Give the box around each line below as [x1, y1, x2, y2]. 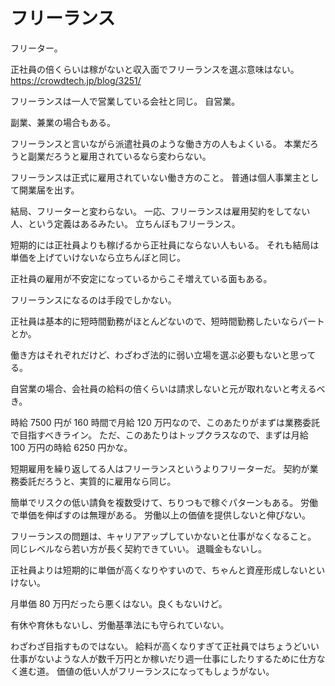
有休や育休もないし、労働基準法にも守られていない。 [10, 619, 230, 631]
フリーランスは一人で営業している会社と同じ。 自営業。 [10, 95, 241, 107]
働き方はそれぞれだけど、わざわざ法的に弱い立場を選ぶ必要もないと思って [10, 349, 317, 361]
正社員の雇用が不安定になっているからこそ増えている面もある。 [10, 272, 273, 284]
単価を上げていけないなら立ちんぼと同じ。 [10, 251, 186, 263]
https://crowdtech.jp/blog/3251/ [10, 74, 142, 86]
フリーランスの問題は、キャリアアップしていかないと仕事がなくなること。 [10, 530, 317, 542]
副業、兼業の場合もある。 [10, 116, 116, 128]
